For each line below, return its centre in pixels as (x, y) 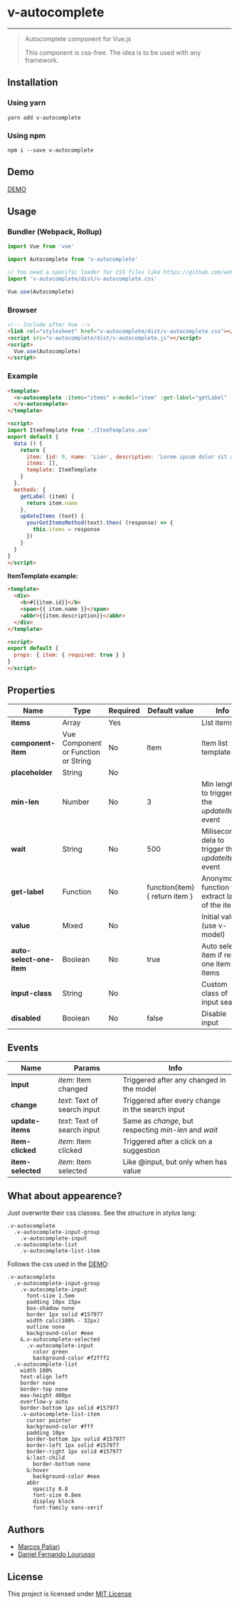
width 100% (36, 1371)
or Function (81, 752)
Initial (211, 916)
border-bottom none (62, 1464)
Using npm (27, 135)
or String (77, 760)
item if (212, 955)
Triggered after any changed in (174, 1079)
